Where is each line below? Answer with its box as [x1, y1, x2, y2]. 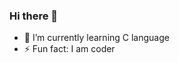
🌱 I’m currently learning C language [23, 32, 170, 44]
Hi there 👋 [9, 9, 59, 23]
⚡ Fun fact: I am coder [23, 43, 116, 55]
